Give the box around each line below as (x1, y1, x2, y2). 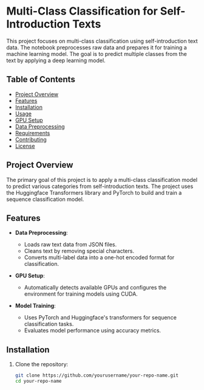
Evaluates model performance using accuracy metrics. (24, 327, 161, 334)
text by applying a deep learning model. (6, 57, 106, 64)
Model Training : (15, 302, 56, 310)
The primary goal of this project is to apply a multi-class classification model (6, 176, 198, 183)
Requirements (15, 129, 50, 136)
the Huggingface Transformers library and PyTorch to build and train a (6, 189, 182, 196)
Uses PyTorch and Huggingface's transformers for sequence (24, 314, 177, 321)
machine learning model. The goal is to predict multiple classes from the (6, 50, 187, 57)
